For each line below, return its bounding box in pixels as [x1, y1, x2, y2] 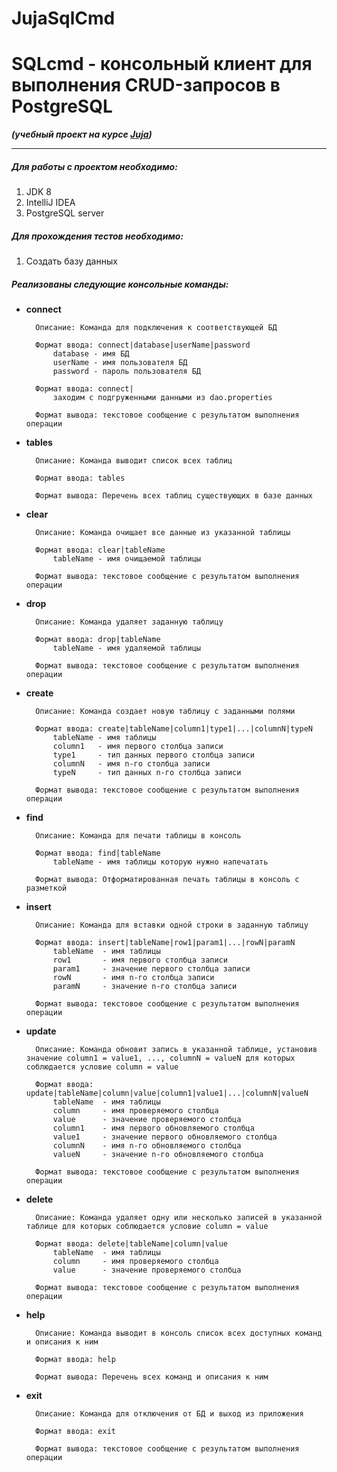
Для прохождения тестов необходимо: [11, 230, 184, 242]
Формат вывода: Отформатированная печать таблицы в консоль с [35, 875, 300, 885]
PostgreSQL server [25, 207, 105, 219]
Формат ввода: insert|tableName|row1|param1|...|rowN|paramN [35, 938, 296, 948]
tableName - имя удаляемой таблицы [52, 643, 201, 654]
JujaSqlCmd [11, 7, 116, 30]
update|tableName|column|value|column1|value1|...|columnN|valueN [25, 1088, 309, 1099]
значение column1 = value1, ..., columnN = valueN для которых [25, 1053, 296, 1064]
